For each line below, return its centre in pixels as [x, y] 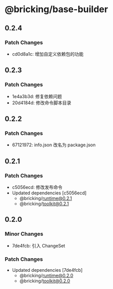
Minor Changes [24, 234]
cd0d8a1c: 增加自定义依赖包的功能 [48, 54]
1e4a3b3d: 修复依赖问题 [37, 96]
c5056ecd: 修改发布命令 [37, 187]
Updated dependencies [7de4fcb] [47, 270]
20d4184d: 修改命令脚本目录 [42, 103]
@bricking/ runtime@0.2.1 [46, 198]
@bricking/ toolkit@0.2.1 [44, 203]
